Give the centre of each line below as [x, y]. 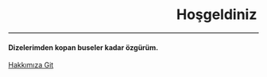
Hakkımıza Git [31, 65]
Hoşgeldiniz [211, 15]
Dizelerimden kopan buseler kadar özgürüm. [83, 47]
